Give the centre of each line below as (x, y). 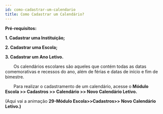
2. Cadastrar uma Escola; (31, 47)
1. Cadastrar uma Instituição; (35, 38)
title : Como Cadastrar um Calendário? (45, 14)
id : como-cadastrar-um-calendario (41, 10)
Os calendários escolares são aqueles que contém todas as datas (80, 66)
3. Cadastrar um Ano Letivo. (34, 57)
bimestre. (15, 77)
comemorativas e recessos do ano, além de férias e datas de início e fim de (81, 71)
